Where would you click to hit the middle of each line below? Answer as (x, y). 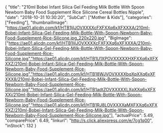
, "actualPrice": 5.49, (133, 115)
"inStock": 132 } (21, 125)
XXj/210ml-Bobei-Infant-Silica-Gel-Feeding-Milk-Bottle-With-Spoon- (74, 95)
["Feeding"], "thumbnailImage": (36, 22)
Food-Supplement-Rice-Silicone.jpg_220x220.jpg (55, 38)
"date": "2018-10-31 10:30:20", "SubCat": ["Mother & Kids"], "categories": (79, 17)
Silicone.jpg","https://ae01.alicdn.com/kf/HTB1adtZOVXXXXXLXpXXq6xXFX (81, 90)
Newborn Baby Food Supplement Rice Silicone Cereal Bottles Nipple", (75, 12)
